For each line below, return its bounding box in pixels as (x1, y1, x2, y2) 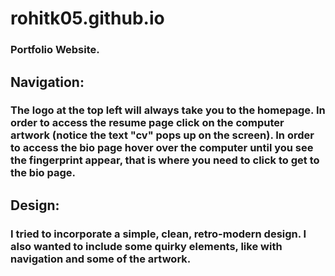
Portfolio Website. (10, 43, 100, 57)
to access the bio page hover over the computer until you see (10, 141, 314, 155)
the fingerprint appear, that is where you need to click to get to (10, 153, 320, 167)
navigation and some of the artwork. (10, 252, 192, 266)
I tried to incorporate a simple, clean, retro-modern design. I (10, 227, 307, 241)
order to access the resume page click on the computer (10, 116, 285, 130)
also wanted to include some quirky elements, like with (10, 239, 283, 253)
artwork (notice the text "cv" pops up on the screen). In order (10, 128, 315, 142)
